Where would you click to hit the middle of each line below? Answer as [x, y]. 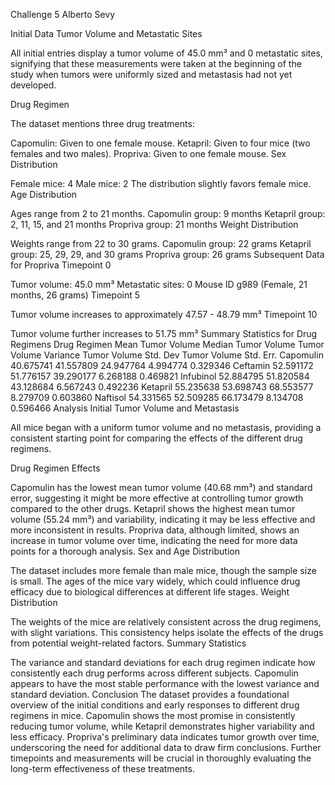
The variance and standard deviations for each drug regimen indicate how [163, 662]
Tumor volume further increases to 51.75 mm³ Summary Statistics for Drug [164, 333]
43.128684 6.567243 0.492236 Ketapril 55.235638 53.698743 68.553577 [162, 387]
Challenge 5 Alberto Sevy [63, 14]
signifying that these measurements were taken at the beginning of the [156, 63]
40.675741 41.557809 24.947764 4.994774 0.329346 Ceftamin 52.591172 [162, 365]
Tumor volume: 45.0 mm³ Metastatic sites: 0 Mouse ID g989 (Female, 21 [159, 284]
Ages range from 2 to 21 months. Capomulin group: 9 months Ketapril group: [168, 213]
